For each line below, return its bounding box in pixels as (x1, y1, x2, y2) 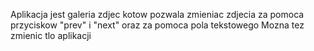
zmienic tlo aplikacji (10, 30, 92, 41)
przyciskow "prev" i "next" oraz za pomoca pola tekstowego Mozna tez (10, 19, 305, 31)
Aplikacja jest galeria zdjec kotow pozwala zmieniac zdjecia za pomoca (10, 9, 305, 20)
